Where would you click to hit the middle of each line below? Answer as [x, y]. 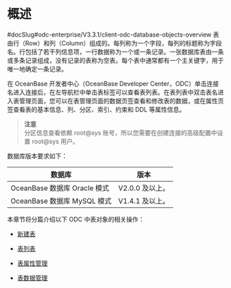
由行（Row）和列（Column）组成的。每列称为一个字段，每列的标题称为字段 [114, 43]
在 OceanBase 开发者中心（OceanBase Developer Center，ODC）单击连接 [113, 83]
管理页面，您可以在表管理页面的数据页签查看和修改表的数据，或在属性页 [121, 101]
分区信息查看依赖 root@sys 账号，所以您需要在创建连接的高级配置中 [121, 132]
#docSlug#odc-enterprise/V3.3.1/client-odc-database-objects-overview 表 [113, 34]
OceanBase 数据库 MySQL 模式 [61, 200]
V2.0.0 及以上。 [144, 188]
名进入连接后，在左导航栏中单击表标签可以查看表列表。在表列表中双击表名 [112, 92]
